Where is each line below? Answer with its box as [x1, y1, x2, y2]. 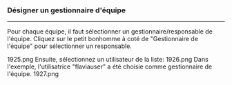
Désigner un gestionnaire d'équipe [7, 5, 126, 15]
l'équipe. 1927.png [7, 70, 59, 78]
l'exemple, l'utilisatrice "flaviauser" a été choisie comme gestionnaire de [7, 62, 213, 71]
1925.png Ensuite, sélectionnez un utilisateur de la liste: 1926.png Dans [7, 56, 209, 64]
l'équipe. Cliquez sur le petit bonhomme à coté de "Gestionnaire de [7, 35, 199, 43]
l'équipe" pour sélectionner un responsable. [7, 42, 133, 50]
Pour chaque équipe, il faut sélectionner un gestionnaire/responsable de [7, 27, 213, 36]
